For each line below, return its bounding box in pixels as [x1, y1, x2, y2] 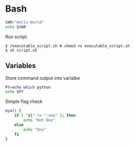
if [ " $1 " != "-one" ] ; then [14, 113, 76, 118]
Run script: [5, 33, 28, 39]
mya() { [5, 108, 22, 114]
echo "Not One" [23, 118, 56, 123]
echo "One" [23, 127, 47, 132]
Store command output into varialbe [5, 75, 80, 81]
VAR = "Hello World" [5, 20, 44, 25]
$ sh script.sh [5, 47, 37, 53]
